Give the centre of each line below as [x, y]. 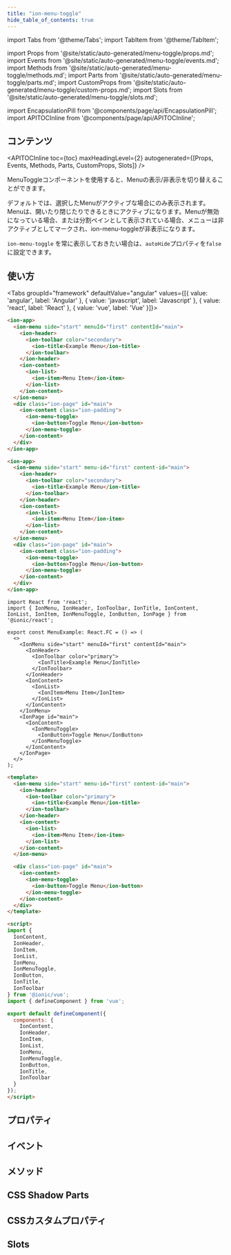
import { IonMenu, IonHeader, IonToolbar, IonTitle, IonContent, [103, 608]
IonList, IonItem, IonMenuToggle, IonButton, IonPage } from [97, 614]
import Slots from [158, 90]
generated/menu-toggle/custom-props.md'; [70, 90]
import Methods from [37, 68]
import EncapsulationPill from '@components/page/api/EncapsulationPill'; [112, 110]
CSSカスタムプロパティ [57, 1220]
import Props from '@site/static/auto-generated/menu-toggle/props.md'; [111, 53]
